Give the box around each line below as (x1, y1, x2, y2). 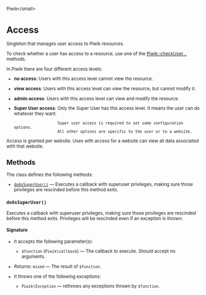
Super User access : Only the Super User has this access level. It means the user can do (13, 105, 200, 112)
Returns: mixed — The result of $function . (13, 264, 102, 270)
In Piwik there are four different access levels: (6, 66, 103, 72)
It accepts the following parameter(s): (13, 238, 93, 245)
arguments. (21, 254, 46, 260)
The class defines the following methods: (6, 171, 93, 178)
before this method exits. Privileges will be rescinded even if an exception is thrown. (6, 215, 183, 221)
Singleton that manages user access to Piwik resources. (6, 41, 124, 47)
